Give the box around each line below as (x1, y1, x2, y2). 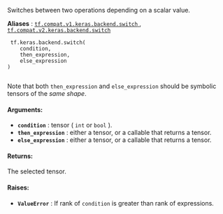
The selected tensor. (7, 167, 66, 176)
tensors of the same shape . (7, 90, 87, 97)
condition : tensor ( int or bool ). (17, 121, 113, 129)
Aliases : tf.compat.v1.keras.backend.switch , (7, 20, 142, 27)
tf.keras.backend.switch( (10, 39, 86, 46)
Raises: (7, 183, 29, 192)
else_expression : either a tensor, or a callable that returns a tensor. (17, 136, 212, 144)
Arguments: (7, 105, 43, 114)
